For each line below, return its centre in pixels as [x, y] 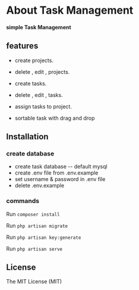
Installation [27, 137]
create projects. [34, 60]
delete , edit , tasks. [39, 95]
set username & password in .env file [60, 179]
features [22, 46]
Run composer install [33, 214]
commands [23, 201]
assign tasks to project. [43, 106]
